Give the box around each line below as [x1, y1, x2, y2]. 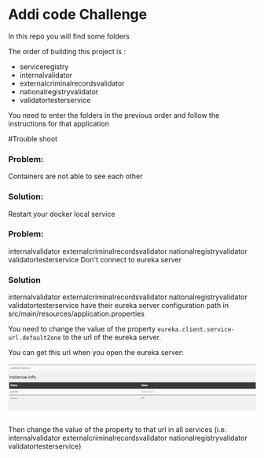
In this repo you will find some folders [8, 31, 130, 41]
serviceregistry [19, 61, 69, 71]
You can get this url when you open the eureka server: [8, 348, 185, 357]
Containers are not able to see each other [8, 171, 143, 181]
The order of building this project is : [8, 46, 126, 56]
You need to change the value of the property [8, 324, 156, 334]
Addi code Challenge [8, 5, 148, 24]
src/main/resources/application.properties [8, 309, 145, 319]
